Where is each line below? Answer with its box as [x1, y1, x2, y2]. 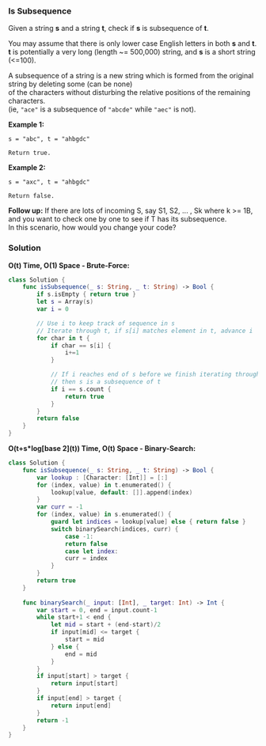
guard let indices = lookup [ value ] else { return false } [50, 518, 246, 526]
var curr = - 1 [36, 503, 83, 511]
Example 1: [8, 120, 45, 130]
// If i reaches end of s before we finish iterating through [50, 370, 260, 379]
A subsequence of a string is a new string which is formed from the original [8, 71, 254, 81]
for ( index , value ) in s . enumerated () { [36, 510, 172, 519]
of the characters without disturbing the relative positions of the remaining [8, 88, 251, 97]
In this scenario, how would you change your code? [8, 223, 177, 233]
